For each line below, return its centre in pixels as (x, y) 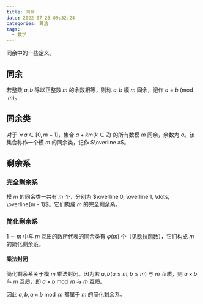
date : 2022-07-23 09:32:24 (41, 18)
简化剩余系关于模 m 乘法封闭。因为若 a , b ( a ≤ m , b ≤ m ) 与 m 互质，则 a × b (102, 273)
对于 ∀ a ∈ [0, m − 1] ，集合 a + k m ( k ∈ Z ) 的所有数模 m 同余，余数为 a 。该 (101, 135)
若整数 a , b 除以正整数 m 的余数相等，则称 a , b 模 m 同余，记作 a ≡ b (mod (100, 90)
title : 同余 (20, 12)
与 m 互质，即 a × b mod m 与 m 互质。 (56, 281)
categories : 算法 (28, 23)
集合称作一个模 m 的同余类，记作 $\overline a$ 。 (68, 142)
